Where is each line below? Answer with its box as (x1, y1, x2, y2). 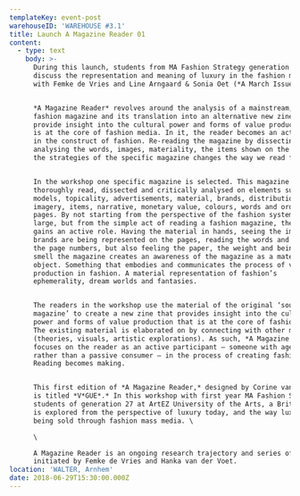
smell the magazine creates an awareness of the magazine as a (32, 252, 274, 261)
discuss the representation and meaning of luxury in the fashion (32, 71, 286, 80)
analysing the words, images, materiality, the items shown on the (32, 145, 290, 155)
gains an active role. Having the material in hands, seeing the (32, 227, 281, 237)
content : (9, 38, 42, 47)
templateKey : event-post (9, 13, 102, 22)
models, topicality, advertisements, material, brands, (32, 194, 246, 203)
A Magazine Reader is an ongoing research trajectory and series (32, 449, 281, 458)
